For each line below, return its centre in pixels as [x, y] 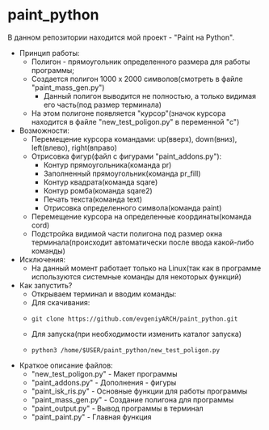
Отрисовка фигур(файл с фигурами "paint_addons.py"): [126, 156]
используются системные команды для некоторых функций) [136, 276]
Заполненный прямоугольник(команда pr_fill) [122, 173]
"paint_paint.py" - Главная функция [91, 417]
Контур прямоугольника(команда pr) [107, 164]
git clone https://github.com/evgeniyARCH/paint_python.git [134, 319]
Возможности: [44, 130]
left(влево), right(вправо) [74, 147]
